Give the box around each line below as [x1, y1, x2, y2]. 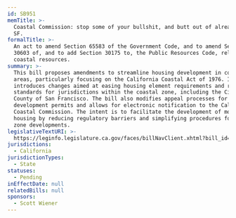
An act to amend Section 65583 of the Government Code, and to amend [13, 43, 221, 50]
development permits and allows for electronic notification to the [13, 102, 218, 109]
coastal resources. [13, 56, 71, 63]
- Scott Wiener [13, 200, 58, 207]
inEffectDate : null [7, 180, 65, 187]
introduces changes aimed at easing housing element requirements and [13, 82, 225, 89]
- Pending [13, 174, 42, 181]
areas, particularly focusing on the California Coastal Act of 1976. [13, 75, 225, 83]
